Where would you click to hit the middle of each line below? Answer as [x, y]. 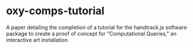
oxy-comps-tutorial [55, 11]
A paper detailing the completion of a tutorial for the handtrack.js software [97, 27]
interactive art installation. [38, 40]
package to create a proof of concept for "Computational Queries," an [91, 33]
